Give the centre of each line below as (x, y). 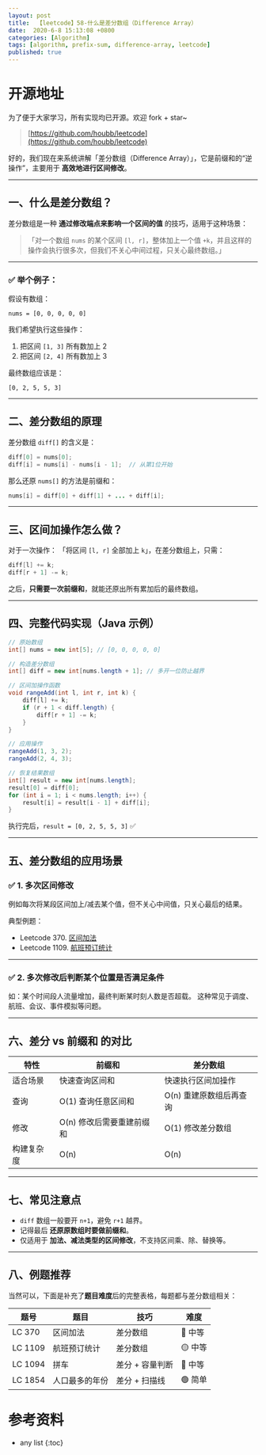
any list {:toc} (41, 1442)
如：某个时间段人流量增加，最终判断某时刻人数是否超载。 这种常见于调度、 (131, 996)
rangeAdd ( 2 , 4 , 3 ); (40, 759)
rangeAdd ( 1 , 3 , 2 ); (40, 752)
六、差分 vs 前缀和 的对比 (70, 1041)
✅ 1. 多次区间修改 (41, 886)
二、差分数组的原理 (55, 422)
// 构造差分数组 (31, 664)
